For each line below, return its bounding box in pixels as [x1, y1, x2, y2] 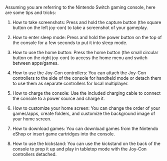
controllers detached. [12, 151, 57, 157]
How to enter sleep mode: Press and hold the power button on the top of [12, 35, 162, 40]
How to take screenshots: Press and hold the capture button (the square [12, 20, 161, 25]
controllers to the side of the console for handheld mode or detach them [12, 75, 161, 81]
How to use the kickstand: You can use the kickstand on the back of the [12, 140, 161, 146]
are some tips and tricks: [5, 10, 56, 16]
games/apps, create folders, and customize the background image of [12, 110, 155, 116]
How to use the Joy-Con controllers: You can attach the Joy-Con [12, 70, 146, 76]
